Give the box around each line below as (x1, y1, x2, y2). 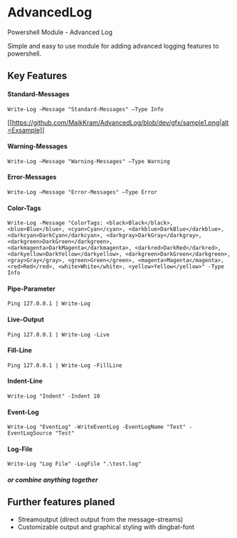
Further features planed (7, 496, 115, 508)
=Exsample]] (7, 125, 45, 134)
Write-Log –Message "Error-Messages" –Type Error (7, 188, 158, 196)
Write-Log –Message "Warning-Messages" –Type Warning (7, 157, 171, 165)
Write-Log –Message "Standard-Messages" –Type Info (7, 105, 164, 113)
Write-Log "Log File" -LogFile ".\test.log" (7, 460, 142, 467)
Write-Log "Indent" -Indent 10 (7, 393, 100, 400)
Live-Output (7, 315, 45, 324)
